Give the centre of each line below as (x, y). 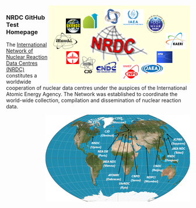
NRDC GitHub (26, 17)
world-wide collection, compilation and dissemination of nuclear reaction (94, 100)
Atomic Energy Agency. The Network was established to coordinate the (92, 94)
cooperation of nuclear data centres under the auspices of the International (97, 88)
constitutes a (22, 76)
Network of (20, 51)
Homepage (22, 32)
